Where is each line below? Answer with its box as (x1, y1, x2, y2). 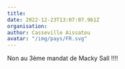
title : (7, 10, 26, 17)
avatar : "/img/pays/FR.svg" (7, 36, 88, 42)
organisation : (7, 23, 48, 29)
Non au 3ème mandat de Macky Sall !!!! (7, 54, 119, 62)
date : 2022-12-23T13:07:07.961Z (7, 16, 100, 23)
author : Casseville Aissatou (7, 29, 91, 36)
